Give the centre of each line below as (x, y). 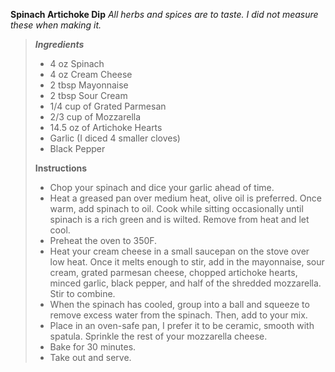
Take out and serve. (90, 357)
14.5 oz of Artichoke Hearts (106, 127)
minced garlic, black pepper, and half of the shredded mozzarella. (185, 283)
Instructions (61, 168)
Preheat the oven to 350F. (103, 240)
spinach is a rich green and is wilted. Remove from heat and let (179, 219)
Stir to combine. (82, 293)
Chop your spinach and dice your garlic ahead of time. (162, 187)
